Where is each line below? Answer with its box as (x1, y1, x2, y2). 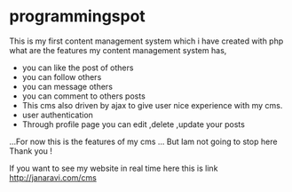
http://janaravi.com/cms (9, 172, 98, 183)
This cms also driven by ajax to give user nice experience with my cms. (21, 100, 283, 110)
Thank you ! (9, 145, 53, 156)
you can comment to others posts (21, 91, 146, 101)
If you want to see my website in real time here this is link (9, 163, 218, 173)
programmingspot (9, 6, 146, 27)
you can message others (21, 81, 114, 92)
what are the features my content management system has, (9, 44, 227, 55)
